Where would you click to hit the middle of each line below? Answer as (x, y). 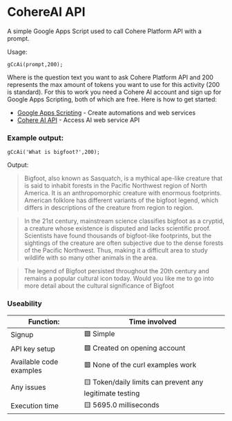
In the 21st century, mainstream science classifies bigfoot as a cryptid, (124, 221)
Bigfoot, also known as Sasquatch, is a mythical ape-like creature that (123, 178)
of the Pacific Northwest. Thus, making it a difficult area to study (116, 251)
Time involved (153, 322)
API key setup (33, 349)
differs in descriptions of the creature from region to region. (109, 208)
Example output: (36, 137)
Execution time (35, 406)
